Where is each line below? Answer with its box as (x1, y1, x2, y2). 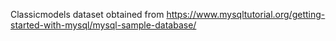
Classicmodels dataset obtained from (10, 9, 165, 20)
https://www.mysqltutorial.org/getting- (166, 9, 326, 20)
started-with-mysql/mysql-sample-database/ (10, 19, 197, 31)
